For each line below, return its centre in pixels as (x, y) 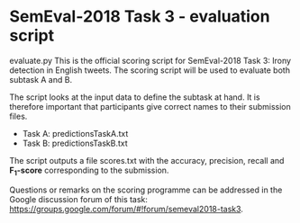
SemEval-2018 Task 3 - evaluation (140, 17)
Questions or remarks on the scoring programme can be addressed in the (146, 190)
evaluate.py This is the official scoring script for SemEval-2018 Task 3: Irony (150, 60)
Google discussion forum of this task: (79, 199)
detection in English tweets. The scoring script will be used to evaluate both (150, 70)
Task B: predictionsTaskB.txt (75, 143)
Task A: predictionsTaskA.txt (75, 133)
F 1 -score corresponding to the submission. (89, 171)
